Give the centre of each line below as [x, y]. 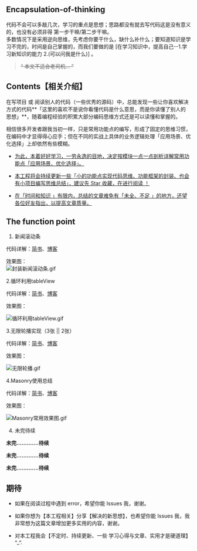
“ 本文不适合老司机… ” [47, 66]
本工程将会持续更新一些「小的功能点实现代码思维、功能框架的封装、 [97, 176]
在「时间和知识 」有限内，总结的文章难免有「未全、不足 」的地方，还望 [101, 195]
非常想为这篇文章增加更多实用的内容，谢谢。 [69, 523]
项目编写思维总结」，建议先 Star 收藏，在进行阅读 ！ [87, 183]
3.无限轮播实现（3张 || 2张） [40, 331]
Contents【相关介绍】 [46, 86]
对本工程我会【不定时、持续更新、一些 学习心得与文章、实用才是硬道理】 [103, 536]
